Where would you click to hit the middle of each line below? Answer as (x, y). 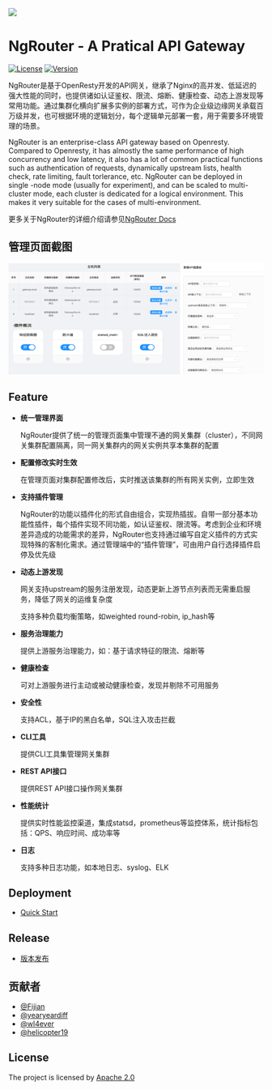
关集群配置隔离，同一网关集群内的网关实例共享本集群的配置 (119, 445)
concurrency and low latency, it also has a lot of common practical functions (136, 159)
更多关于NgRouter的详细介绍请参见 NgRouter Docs (92, 219)
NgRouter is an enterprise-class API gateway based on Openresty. (119, 142)
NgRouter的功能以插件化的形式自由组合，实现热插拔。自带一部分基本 (135, 513)
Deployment (40, 893)
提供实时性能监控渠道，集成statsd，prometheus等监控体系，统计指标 (136, 823)
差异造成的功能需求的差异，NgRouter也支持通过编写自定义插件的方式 (135, 534)
